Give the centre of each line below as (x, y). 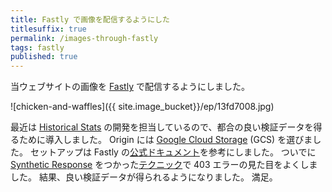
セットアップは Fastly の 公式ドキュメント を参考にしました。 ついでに (173, 152)
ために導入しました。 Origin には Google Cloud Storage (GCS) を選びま (165, 140)
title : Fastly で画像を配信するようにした (90, 19)
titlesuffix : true (48, 29)
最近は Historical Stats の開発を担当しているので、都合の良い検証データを (162, 127)
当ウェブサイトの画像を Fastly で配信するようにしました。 (130, 87)
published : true (44, 57)
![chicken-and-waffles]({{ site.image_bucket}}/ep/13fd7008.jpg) (142, 107)
